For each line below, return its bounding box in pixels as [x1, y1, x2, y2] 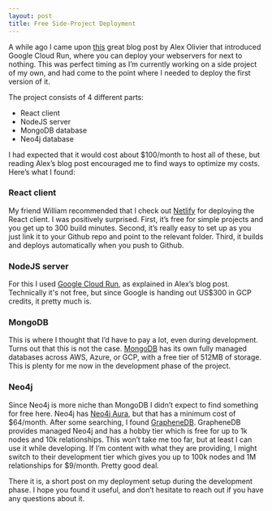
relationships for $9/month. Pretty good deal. [8, 461, 160, 470]
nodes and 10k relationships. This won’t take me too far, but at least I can [8, 435, 253, 444]
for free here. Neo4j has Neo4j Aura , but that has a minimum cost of [8, 408, 236, 418]
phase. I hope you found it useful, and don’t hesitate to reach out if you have [8, 485, 264, 495]
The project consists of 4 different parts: [8, 92, 145, 102]
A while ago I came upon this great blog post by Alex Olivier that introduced [8, 41, 261, 51]
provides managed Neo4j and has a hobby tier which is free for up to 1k [8, 426, 248, 435]
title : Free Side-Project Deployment [8, 20, 136, 28]
